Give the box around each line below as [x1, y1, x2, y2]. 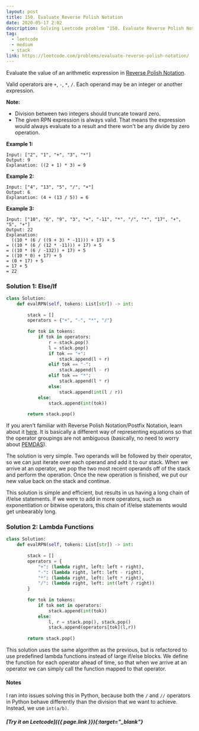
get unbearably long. [6, 508, 57, 515]
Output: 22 [6, 227, 33, 233]
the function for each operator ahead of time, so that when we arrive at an [6, 659, 187, 666]
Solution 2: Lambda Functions [6, 523, 94, 531]
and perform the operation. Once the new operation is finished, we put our [6, 471, 188, 478]
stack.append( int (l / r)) [59, 389, 123, 395]
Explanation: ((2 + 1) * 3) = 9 [6, 162, 86, 168]
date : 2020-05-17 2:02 [6, 20, 62, 26]
